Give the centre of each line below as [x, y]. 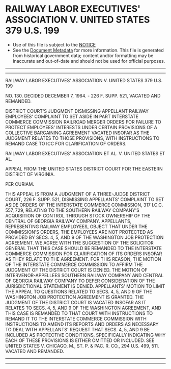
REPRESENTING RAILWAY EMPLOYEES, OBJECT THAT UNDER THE [76, 226]
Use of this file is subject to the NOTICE [54, 44]
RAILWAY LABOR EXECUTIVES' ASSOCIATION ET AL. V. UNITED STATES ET [85, 153]
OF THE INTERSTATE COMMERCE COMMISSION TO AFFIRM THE [74, 264]
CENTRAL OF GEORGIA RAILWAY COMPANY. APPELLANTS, [68, 221]
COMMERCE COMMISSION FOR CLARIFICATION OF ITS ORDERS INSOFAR [84, 254]
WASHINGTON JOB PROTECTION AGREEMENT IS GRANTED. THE [75, 297]
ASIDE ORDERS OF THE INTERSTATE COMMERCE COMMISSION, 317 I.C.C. [84, 205]
